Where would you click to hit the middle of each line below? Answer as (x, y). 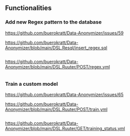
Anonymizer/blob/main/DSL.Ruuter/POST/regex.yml (58, 67)
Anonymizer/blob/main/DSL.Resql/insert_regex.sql (56, 48)
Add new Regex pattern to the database (53, 22)
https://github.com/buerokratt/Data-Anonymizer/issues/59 (65, 33)
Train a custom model (32, 84)
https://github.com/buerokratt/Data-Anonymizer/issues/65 (65, 94)
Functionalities (28, 8)
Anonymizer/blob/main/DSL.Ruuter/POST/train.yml (56, 109)
